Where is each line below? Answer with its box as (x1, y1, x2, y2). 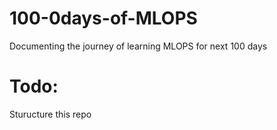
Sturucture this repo (9, 108, 92, 120)
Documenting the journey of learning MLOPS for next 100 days (9, 40, 268, 52)
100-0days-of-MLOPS (9, 7, 198, 30)
